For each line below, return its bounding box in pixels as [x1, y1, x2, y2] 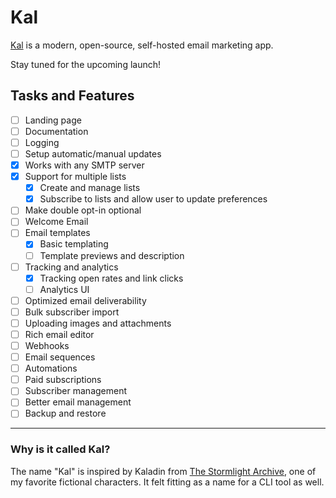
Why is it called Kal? [10, 442, 111, 456]
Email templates [24, 227, 91, 239]
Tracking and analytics [24, 261, 119, 273]
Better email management [24, 396, 132, 408]
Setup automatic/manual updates [24, 147, 162, 160]
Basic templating [39, 238, 109, 250]
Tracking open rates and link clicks [39, 272, 184, 284]
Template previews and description [39, 249, 185, 261]
